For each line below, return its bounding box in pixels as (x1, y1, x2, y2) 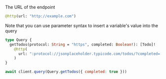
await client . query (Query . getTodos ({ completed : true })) (5, 69, 127, 75)
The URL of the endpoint (5, 4, 55, 10)
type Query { (5, 37, 32, 42)
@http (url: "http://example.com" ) (5, 14, 77, 19)
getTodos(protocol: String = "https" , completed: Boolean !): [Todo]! (9, 42, 156, 47)
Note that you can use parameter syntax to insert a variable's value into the (5, 22, 158, 29)
